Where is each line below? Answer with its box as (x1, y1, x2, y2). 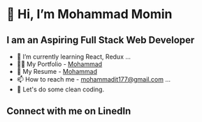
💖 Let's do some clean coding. (16, 85, 105, 93)
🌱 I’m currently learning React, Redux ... (16, 52, 131, 61)
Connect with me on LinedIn (6, 105, 131, 117)
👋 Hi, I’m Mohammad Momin (6, 6, 173, 22)
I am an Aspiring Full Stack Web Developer (6, 34, 195, 46)
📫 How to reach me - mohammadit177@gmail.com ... (16, 75, 171, 83)
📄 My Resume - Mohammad (16, 68, 97, 75)
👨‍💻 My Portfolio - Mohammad (16, 60, 103, 68)
